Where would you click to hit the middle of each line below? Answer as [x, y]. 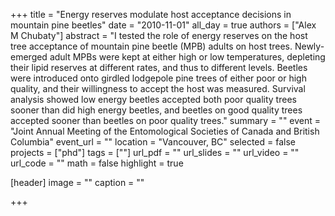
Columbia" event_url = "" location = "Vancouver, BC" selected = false [153, 142]
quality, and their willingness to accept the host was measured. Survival [158, 88]
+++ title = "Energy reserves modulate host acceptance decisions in [151, 14]
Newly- [309, 46]
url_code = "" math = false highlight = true [97, 163]
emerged [29, 57]
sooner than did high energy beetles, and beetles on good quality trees [156, 110]
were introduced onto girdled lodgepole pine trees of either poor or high [158, 78]
